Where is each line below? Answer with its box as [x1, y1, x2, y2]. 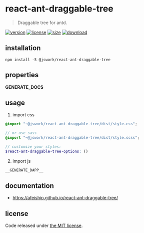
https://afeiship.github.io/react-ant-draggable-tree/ [12, 195, 118, 201]
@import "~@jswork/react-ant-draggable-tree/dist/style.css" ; [5, 121, 137, 127]
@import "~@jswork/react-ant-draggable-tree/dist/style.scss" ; [5, 135, 140, 140]
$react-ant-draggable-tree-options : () [5, 149, 88, 154]
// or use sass [5, 131, 37, 136]
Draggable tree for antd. [17, 20, 67, 26]
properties [5, 71, 39, 79]
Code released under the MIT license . [5, 222, 83, 228]
